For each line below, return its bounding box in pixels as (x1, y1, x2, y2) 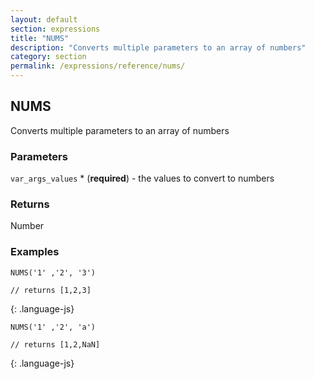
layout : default (10, 14, 78, 25)
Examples (10, 245, 60, 259)
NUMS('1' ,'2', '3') (10, 267, 97, 278)
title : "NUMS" (10, 33, 70, 43)
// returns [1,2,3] (10, 285, 92, 295)
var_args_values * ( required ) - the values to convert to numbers (10, 172, 275, 185)
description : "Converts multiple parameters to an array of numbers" (10, 42, 307, 53)
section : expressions (10, 24, 101, 34)
